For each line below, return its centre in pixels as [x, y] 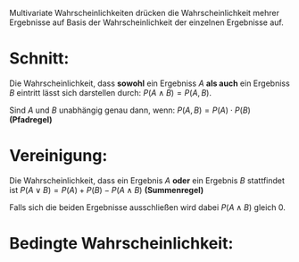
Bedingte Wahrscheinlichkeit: [121, 244]
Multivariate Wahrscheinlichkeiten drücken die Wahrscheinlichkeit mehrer [144, 13]
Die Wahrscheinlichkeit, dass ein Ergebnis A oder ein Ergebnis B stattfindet [147, 180]
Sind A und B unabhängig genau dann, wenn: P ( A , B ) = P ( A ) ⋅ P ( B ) [130, 110]
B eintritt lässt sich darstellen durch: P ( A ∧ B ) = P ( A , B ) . [111, 92]
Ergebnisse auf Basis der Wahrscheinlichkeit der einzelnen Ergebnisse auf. [146, 22]
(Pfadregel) [31, 119]
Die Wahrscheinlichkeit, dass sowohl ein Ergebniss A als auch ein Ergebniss [149, 83]
